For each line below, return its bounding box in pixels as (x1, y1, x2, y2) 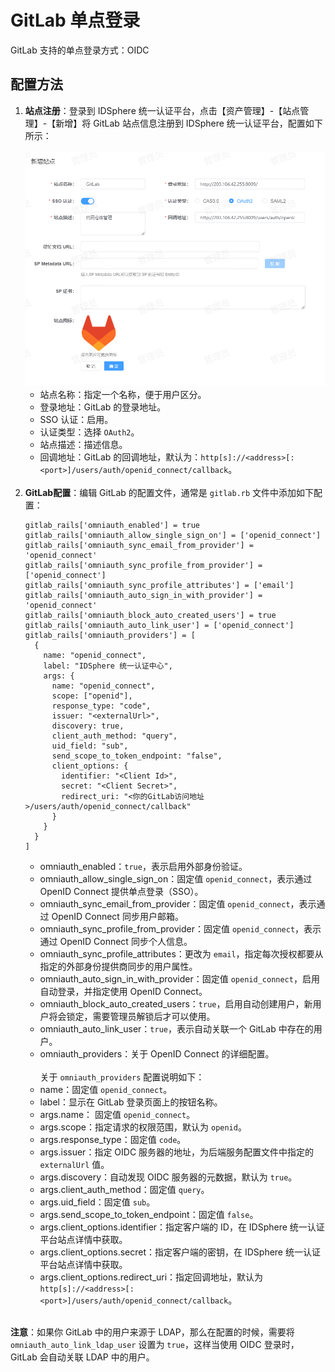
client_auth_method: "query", (51, 731, 178, 741)
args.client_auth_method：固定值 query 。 (39, 1183, 210, 1195)
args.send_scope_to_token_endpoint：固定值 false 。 (39, 1208, 259, 1220)
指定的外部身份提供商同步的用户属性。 (39, 960, 198, 972)
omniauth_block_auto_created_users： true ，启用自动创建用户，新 (39, 997, 313, 1010)
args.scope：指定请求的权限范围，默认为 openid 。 (39, 1121, 247, 1133)
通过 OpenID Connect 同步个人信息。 (39, 935, 193, 947)
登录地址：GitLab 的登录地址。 (39, 401, 167, 413)
